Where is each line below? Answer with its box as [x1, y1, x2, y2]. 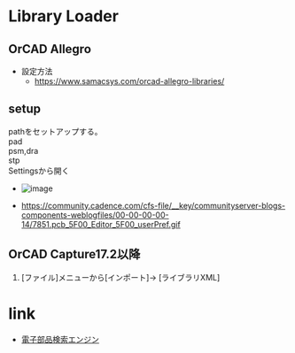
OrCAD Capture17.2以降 [8, 247, 141, 262]
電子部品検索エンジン [20, 334, 99, 344]
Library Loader [8, 6, 119, 27]
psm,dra [8, 145, 39, 156]
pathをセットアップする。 [8, 126, 103, 136]
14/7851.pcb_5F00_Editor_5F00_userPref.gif [20, 219, 181, 229]
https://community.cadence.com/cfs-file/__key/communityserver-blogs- [20, 200, 286, 211]
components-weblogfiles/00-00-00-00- [20, 210, 169, 220]
